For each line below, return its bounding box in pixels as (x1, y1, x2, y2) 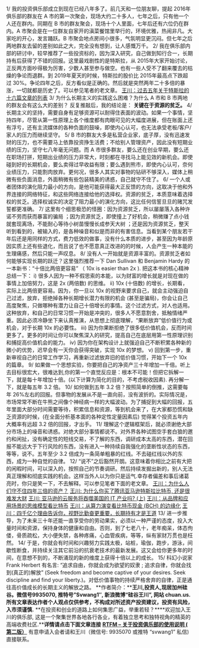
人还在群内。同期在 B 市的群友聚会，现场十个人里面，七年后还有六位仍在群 (6, 20, 190, 27)
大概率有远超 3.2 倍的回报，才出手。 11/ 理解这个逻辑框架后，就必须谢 (6, 421, 176, 427)
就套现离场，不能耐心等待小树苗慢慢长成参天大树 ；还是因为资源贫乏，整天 (6, 220, 190, 227)
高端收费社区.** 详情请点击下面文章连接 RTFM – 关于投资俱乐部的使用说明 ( (6, 621, 188, 628)
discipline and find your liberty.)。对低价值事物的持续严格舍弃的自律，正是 (6, 576, 188, 583)
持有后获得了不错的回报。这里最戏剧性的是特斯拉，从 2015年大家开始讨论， (6, 57, 191, 64)
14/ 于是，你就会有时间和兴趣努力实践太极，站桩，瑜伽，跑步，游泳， (17, 539, 188, 546)
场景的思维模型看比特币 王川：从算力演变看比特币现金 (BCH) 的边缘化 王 (11, 502, 188, 509)
